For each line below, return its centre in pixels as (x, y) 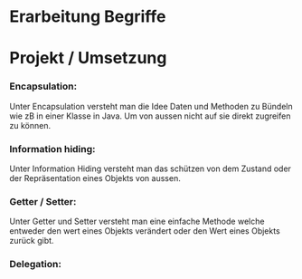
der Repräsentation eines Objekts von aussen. (95, 178)
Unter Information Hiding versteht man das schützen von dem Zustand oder (151, 168)
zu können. (30, 125)
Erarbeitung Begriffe (88, 17)
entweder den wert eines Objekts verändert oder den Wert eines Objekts (145, 231)
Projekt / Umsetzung (88, 58)
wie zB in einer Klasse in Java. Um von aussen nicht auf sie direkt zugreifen (150, 116)
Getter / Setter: (43, 201)
